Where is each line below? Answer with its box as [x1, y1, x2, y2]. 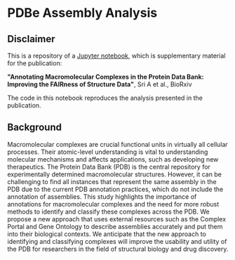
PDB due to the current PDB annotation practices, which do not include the [7, 185, 224, 193]
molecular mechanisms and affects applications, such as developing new [7, 155, 219, 163]
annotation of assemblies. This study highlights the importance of [7, 192, 197, 201]
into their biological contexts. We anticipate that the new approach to [7, 230, 207, 238]
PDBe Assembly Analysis [7, 5, 158, 21]
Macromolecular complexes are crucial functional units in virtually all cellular [7, 140, 228, 148]
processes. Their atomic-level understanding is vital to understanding [7, 148, 208, 156]
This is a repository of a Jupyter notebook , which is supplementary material [7, 51, 226, 60]
